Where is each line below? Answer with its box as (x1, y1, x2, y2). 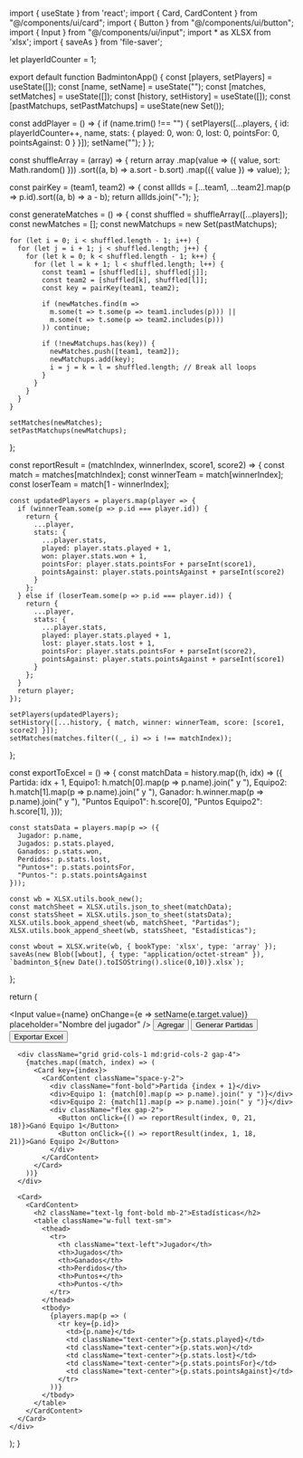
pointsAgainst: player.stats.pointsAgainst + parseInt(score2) (42, 567, 285, 577)
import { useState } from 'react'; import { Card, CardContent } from (9, 8, 258, 18)
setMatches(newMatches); (9, 418, 103, 427)
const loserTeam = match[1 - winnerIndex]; (9, 479, 170, 490)
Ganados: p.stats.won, (17, 847, 103, 856)
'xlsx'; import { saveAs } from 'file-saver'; (9, 36, 163, 47)
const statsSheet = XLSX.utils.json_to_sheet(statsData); (9, 910, 232, 920)
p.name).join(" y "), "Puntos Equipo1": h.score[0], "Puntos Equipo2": (9, 796, 263, 806)
